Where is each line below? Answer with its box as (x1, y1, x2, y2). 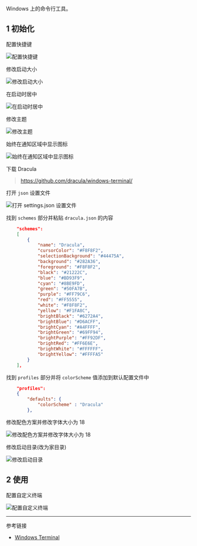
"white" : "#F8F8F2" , (37, 302, 88, 308)
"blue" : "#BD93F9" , (37, 275, 85, 281)
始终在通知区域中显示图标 (6, 140, 68, 147)
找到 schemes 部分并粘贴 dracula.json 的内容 (6, 214, 113, 221)
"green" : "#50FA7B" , (37, 286, 88, 292)
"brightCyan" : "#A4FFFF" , (37, 324, 101, 330)
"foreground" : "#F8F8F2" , (37, 264, 101, 270)
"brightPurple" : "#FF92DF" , (37, 335, 107, 341)
